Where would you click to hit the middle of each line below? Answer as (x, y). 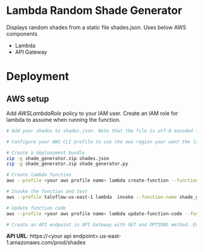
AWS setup (28, 98)
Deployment (38, 77)
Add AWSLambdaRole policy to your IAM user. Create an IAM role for (92, 113)
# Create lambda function (39, 175)
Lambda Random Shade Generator (94, 11)
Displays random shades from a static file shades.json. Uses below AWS (96, 27)
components (22, 33)
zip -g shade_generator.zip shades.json (58, 158)
